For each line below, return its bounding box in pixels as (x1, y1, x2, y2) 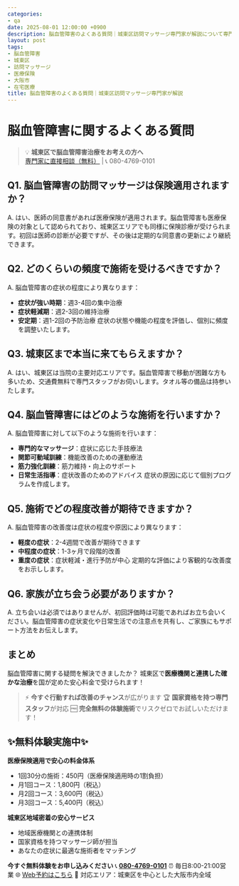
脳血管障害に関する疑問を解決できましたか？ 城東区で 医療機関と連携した (7, 669, 221, 677)
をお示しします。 (17, 565, 68, 574)
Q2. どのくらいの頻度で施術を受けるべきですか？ (7, 263, 222, 275)
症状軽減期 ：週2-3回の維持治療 (17, 307, 110, 316)
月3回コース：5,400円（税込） (17, 798, 108, 806)
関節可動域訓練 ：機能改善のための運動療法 (17, 453, 143, 462)
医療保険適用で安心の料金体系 (7, 756, 95, 765)
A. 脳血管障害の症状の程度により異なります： (7, 283, 140, 292)
